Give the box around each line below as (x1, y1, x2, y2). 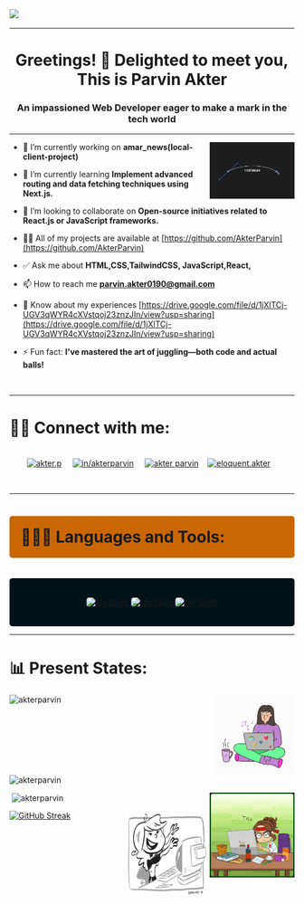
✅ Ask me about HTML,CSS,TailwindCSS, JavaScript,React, (22, 260, 252, 271)
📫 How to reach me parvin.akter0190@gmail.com (22, 279, 215, 290)
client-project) (22, 151, 79, 162)
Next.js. (22, 188, 53, 199)
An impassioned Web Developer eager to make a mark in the (16, 101, 288, 114)
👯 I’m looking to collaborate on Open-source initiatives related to (22, 205, 268, 216)
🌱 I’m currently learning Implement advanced (22, 169, 194, 180)
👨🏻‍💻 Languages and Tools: (21, 527, 225, 547)
